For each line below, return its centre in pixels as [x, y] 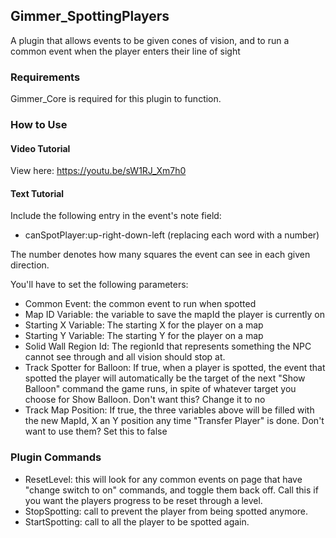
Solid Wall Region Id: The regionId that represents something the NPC [168, 346]
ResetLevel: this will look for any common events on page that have [163, 479]
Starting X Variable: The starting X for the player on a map [144, 325]
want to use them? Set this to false [96, 431]
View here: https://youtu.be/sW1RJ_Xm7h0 [98, 171]
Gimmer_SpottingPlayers [90, 16]
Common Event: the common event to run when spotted [140, 304]
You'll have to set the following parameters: [99, 285]
